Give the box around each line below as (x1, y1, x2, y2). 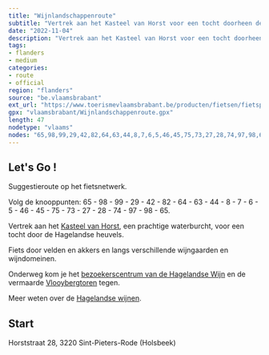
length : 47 (8, 116, 45, 124)
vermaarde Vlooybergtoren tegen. (8, 278, 120, 288)
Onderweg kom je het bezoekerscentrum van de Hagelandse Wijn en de (8, 269, 247, 279)
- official (8, 79, 45, 87)
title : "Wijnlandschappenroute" (8, 11, 116, 20)
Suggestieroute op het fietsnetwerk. (8, 182, 127, 192)
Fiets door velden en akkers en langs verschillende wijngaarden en (8, 245, 229, 255)
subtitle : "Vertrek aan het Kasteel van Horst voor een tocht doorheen (8, 19, 252, 27)
